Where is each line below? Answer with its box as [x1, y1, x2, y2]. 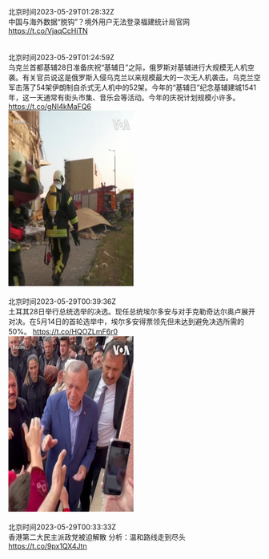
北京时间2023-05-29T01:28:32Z [8, 7, 114, 16]
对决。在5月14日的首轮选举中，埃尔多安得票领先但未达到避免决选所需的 [8, 317, 245, 326]
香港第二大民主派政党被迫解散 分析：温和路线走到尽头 [8, 533, 186, 541]
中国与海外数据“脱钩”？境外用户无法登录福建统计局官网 [8, 17, 191, 26]
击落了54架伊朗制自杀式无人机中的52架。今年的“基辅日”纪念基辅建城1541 [14, 83, 256, 92]
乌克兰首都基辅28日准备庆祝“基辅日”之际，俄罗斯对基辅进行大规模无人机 [8, 63, 248, 72]
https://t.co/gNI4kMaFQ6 [8, 102, 92, 111]
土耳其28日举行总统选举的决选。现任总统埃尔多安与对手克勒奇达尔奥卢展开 [8, 307, 256, 316]
